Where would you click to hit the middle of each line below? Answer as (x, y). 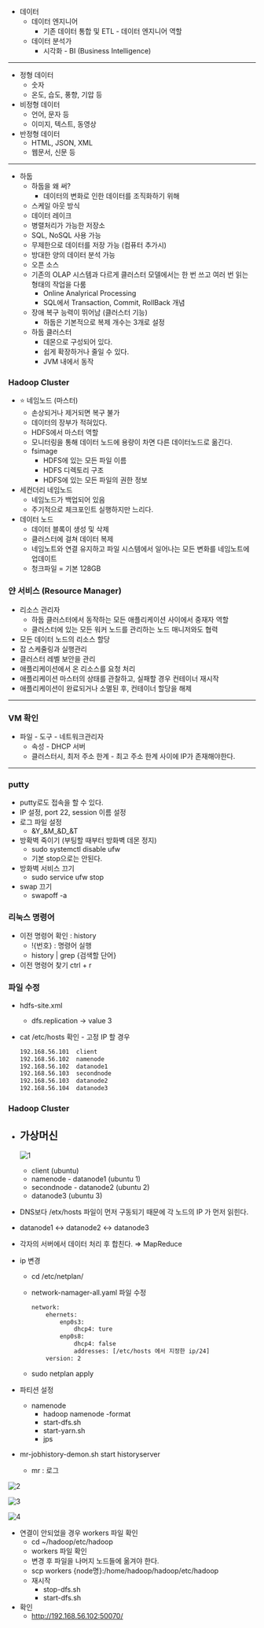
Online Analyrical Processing (90, 293)
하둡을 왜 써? (51, 186)
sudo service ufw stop (68, 877)
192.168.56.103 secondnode (65, 1074)
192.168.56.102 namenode (62, 1059)
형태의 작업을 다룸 (59, 284)
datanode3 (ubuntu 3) (67, 1195)
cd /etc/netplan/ (57, 1276)
